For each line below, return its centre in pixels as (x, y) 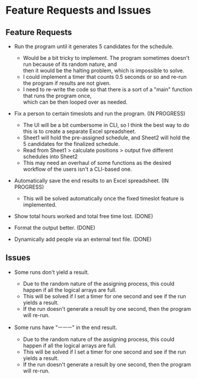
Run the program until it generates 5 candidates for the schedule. (94, 46)
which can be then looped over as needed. (75, 102)
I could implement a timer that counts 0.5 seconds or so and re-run (105, 77)
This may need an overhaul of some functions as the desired (97, 163)
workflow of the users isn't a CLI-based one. (77, 169)
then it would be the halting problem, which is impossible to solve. (103, 71)
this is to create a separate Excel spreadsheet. (79, 131)
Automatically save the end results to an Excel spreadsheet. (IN (91, 181)
